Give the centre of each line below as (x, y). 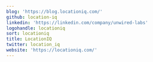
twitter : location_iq (33, 45)
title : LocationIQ (29, 39)
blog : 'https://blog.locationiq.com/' (54, 12)
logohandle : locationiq (36, 28)
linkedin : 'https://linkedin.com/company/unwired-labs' (77, 22)
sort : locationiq (28, 34)
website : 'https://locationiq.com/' (52, 50)
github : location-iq (32, 17)
